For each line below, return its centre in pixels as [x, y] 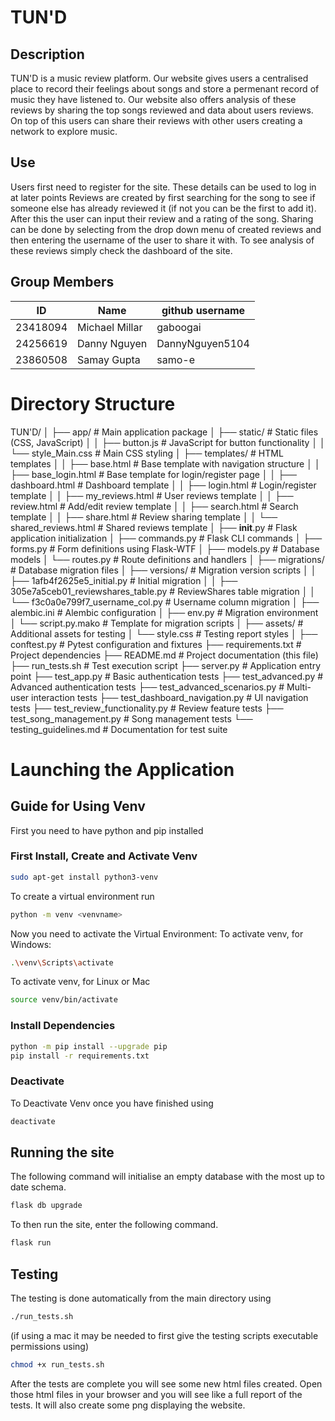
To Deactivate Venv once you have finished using [112, 1103]
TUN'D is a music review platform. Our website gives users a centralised [159, 78]
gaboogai [179, 327]
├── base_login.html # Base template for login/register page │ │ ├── [153, 474]
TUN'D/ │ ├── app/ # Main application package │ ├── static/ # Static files [164, 432]
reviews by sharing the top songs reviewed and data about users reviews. [162, 110]
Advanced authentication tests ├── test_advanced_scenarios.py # [147, 687]
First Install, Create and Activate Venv [104, 856]
